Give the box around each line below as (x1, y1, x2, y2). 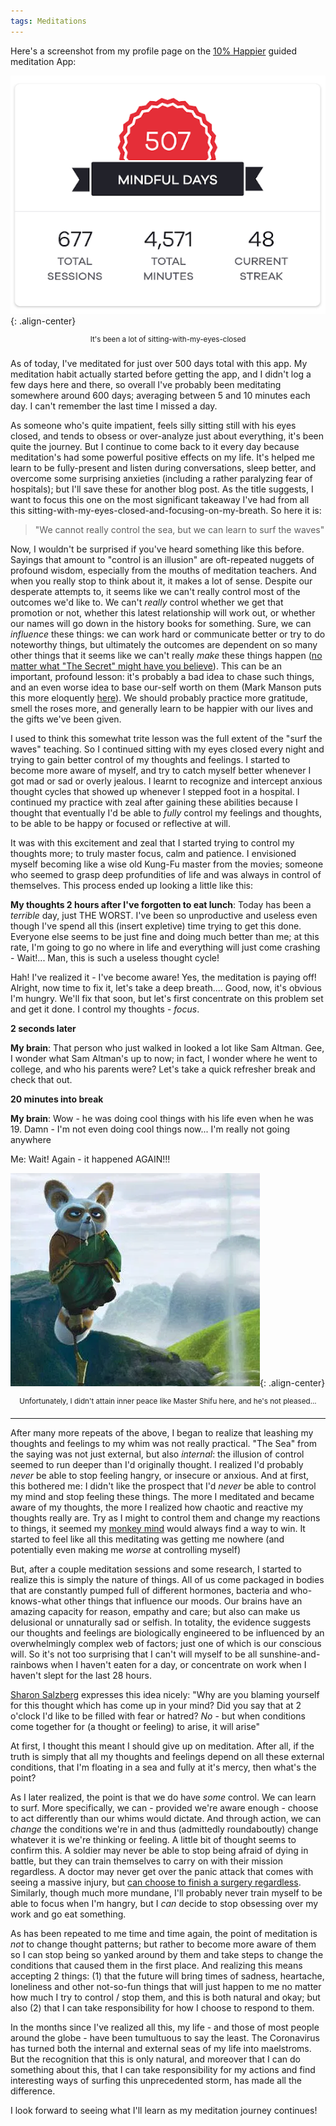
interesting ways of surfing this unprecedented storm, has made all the (10, 2074, 302, 2086)
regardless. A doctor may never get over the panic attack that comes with (10, 1865, 314, 1877)
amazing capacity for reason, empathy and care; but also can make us (10, 1605, 301, 1617)
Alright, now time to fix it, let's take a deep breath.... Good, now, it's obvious (10, 982, 322, 994)
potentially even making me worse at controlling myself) (10, 1543, 241, 1555)
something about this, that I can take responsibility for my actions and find (10, 2063, 316, 2075)
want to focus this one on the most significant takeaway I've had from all (10, 494, 310, 505)
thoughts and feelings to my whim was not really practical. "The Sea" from (10, 1437, 317, 1449)
